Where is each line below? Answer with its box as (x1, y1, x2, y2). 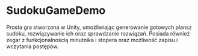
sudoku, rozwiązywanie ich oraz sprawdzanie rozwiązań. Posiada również (6, 30, 190, 37)
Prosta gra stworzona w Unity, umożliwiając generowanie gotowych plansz (6, 23, 193, 31)
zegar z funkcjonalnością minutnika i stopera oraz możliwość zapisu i (6, 36, 178, 43)
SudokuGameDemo (6, 4, 106, 17)
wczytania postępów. (6, 43, 59, 50)
